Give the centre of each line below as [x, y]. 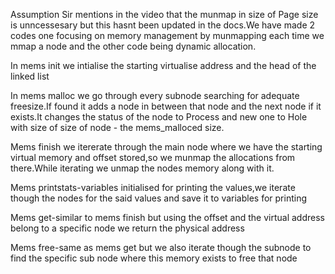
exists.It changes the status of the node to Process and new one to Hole [159, 117]
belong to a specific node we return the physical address [127, 228]
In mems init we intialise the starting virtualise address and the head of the [163, 65]
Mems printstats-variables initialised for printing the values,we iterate [153, 187]
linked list [30, 76]
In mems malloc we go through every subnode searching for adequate [155, 95]
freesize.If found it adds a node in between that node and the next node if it [166, 106]
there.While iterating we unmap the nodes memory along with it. [142, 168]
